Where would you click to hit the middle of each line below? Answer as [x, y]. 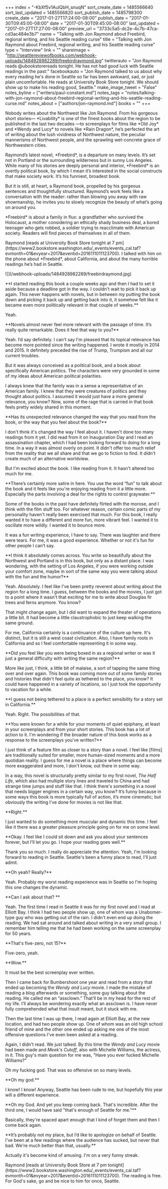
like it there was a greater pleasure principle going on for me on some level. [83, 827]
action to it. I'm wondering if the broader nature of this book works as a [78, 735]
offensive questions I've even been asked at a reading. [61, 1034]
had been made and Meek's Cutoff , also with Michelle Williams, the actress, [83, 1050]
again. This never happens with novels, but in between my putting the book [82, 294]
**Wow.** [16, 963]
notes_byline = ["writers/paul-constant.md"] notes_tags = [64, 93]
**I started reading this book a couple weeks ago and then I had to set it [80, 284]
